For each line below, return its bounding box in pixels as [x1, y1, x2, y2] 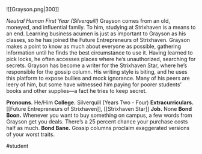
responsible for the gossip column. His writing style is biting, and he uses [6, 68, 188, 75]
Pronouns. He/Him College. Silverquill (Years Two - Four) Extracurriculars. [6, 99, 194, 106]
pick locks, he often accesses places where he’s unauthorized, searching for [6, 56, 196, 62]
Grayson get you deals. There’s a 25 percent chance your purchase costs [6, 118, 188, 125]
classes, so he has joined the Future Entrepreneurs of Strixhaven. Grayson [6, 37, 191, 43]
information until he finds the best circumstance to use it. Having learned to [6, 49, 194, 56]
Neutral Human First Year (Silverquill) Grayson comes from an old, [6, 17, 170, 24]
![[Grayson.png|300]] [6, 6, 60, 13]
